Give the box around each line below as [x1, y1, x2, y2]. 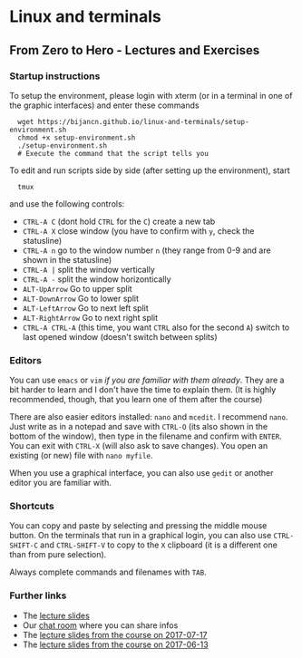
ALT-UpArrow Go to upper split [22, 283, 133, 294]
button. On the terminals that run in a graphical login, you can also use [9, 530, 272, 541]
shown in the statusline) [22, 254, 112, 265]
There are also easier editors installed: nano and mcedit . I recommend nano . [9, 411, 288, 422]
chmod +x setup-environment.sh [17, 133, 136, 142]
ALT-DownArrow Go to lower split [22, 293, 139, 304]
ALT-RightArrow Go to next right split [22, 312, 159, 323]
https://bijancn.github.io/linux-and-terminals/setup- [37, 117, 249, 126]
